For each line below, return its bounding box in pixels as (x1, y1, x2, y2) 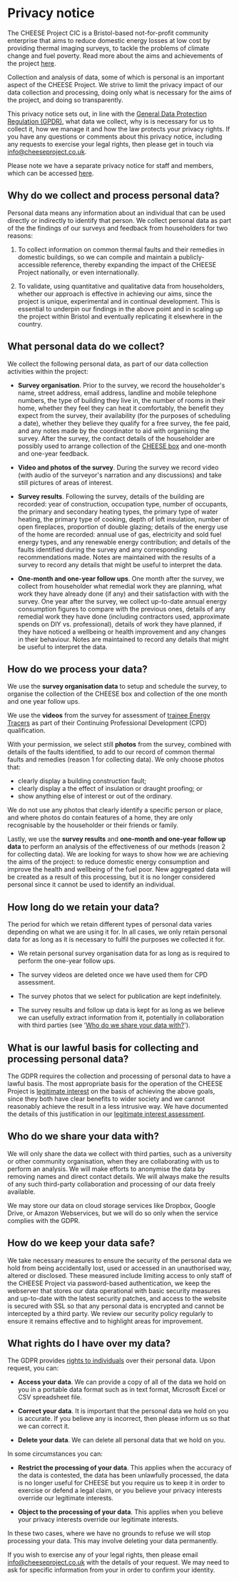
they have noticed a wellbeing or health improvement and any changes (17, 627, 226, 636)
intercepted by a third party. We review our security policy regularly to (7, 1309, 214, 1317)
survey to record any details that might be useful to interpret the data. (17, 560, 223, 569)
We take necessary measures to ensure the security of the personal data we (7, 1256, 232, 1265)
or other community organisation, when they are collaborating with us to (7, 1157, 220, 1165)
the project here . (7, 59, 56, 67)
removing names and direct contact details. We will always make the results (7, 1172, 230, 1180)
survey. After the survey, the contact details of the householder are (17, 434, 215, 442)
